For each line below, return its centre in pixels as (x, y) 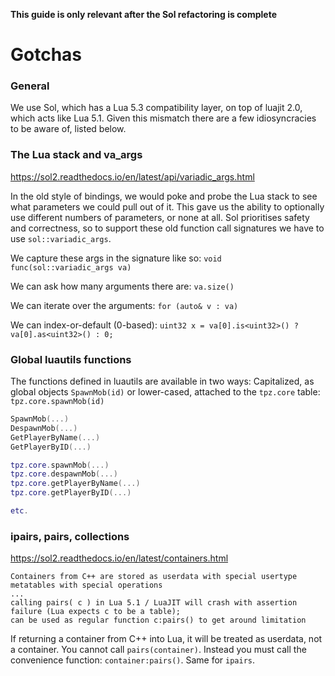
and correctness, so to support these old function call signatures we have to (167, 228)
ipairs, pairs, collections (70, 536)
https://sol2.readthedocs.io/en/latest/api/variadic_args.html (132, 176)
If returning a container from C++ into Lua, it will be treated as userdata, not (166, 639)
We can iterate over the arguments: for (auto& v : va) (124, 305)
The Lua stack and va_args (76, 155)
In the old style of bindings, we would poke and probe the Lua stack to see (164, 196)
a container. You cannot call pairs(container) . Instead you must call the (158, 650)
